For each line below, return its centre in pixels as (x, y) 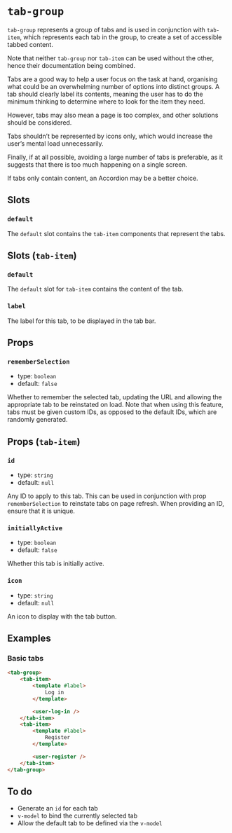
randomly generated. (37, 420)
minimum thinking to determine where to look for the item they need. (106, 101)
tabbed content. (30, 44)
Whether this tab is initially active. (56, 564)
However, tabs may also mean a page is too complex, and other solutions (113, 115)
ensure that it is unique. (41, 511)
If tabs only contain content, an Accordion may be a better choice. (103, 178)
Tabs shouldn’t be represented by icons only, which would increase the (110, 136)
